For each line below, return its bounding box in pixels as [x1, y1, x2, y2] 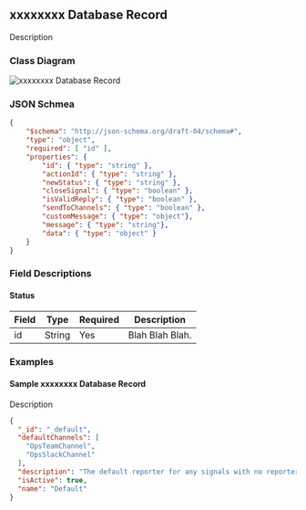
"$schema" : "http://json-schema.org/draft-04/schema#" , [25, 127, 243, 136]
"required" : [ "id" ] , [25, 144, 112, 153]
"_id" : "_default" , [17, 424, 92, 434]
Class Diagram [9, 54, 76, 67]
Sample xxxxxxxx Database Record [9, 379, 147, 390]
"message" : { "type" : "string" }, [42, 220, 169, 229]
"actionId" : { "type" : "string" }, [42, 169, 178, 179]
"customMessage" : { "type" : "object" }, [42, 212, 194, 222]
